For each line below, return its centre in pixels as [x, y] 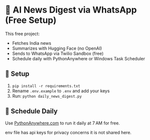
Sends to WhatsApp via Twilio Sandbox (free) [58, 53]
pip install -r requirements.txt [46, 86]
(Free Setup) [31, 20]
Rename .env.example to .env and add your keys [61, 91]
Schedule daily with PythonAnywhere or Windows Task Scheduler [78, 58]
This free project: [22, 34]
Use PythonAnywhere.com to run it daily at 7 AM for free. [63, 123]
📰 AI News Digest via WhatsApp [71, 10]
